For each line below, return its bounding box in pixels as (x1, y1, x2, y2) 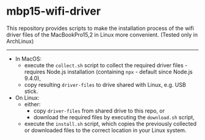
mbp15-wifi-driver (6, 4, 101, 18)
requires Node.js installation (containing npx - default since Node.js (24, 68, 193, 75)
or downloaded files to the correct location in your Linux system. (24, 127, 187, 134)
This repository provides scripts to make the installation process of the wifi (6, 24, 194, 32)
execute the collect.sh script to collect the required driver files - (24, 61, 188, 68)
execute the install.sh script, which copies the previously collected (24, 120, 197, 127)
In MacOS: (15, 55, 41, 62)
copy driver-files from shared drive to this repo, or (33, 107, 165, 114)
